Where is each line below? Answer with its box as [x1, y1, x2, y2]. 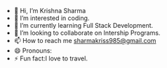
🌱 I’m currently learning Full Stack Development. [13, 22, 154, 29]
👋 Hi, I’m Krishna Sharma [13, 7, 86, 15]
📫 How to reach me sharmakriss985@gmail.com [13, 37, 156, 44]
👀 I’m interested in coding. [13, 14, 90, 22]
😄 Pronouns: [13, 46, 53, 55]
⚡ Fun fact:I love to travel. [13, 54, 88, 62]
